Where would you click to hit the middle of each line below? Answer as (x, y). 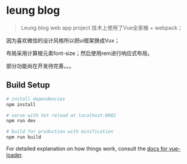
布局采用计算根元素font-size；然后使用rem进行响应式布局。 (80, 53)
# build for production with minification (60, 132)
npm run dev (21, 121)
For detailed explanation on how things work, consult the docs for (87, 148)
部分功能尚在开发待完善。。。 (40, 66)
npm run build (24, 137)
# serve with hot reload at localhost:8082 (61, 115)
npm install (21, 104)
